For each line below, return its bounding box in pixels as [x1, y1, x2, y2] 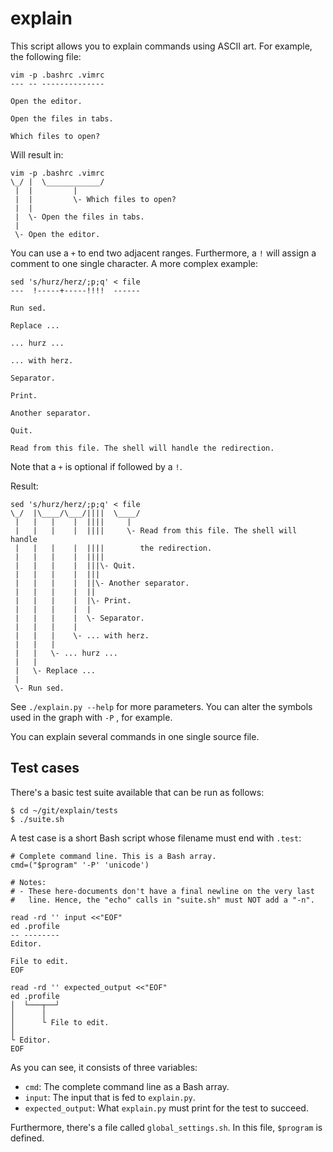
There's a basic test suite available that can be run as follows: [10, 786, 265, 798]
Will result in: [10, 148, 64, 161]
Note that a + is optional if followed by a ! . [10, 460, 183, 472]
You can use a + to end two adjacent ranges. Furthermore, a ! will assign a [10, 247, 317, 259]
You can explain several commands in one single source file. [10, 730, 260, 742]
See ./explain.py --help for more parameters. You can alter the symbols [10, 700, 313, 712]
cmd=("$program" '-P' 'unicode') [10, 860, 150, 870]
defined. [10, 1132, 45, 1144]
